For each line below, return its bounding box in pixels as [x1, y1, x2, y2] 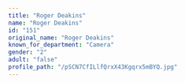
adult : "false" [8, 56, 58, 64]
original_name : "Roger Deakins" [8, 33, 114, 42]
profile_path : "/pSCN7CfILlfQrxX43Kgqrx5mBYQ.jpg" [8, 63, 178, 71]
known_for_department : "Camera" [8, 41, 114, 49]
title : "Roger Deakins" [8, 11, 87, 20]
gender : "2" [8, 48, 47, 56]
